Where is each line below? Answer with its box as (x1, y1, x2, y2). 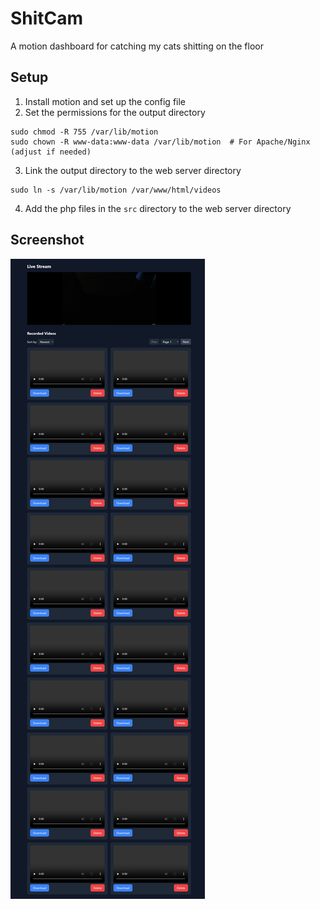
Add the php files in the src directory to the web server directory (24, 202, 292, 214)
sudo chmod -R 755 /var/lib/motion (10, 127, 159, 137)
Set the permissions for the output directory (24, 106, 206, 118)
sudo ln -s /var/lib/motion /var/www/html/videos (10, 185, 222, 195)
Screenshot (10, 232, 85, 249)
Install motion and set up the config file (24, 95, 187, 107)
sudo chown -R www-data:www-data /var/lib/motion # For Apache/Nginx (10, 137, 311, 147)
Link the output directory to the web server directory (24, 164, 242, 176)
